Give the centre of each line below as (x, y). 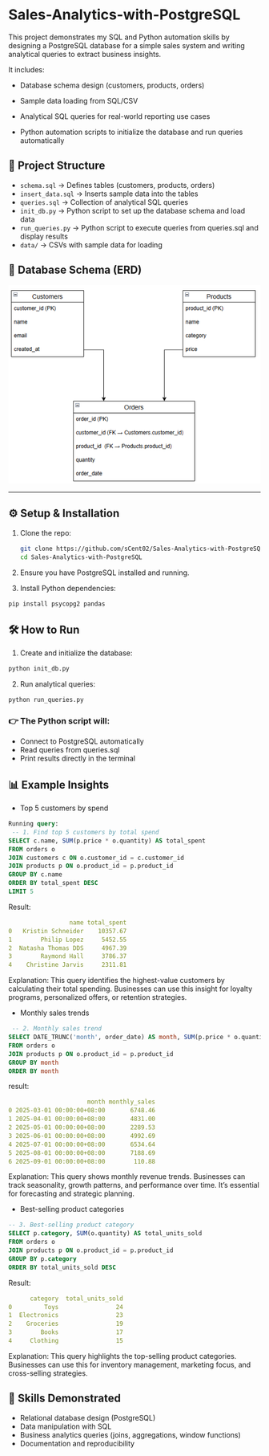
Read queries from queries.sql (70, 750)
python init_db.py (39, 669)
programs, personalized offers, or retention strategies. (98, 997)
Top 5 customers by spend (64, 808)
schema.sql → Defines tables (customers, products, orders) (117, 185)
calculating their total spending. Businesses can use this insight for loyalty (130, 989)
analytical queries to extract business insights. (85, 54)
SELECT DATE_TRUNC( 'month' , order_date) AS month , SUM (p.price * (119, 1038)
